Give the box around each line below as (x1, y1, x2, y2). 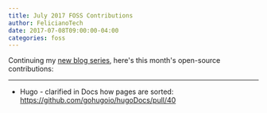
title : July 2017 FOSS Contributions (8, 11, 133, 20)
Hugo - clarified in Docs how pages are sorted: (19, 87, 174, 96)
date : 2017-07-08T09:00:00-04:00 (8, 26, 119, 34)
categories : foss (8, 33, 66, 42)
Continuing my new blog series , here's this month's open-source (8, 56, 221, 65)
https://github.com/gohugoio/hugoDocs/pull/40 (19, 95, 176, 105)
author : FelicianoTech (8, 19, 83, 27)
